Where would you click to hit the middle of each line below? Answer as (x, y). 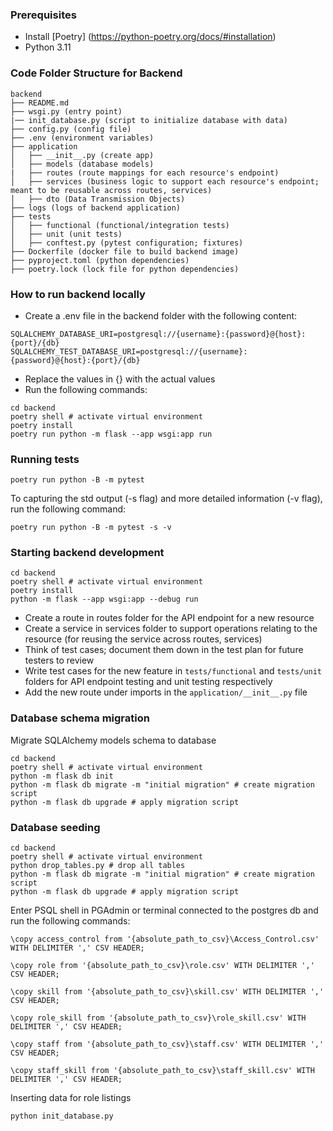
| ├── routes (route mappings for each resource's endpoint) (145, 173)
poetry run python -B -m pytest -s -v (91, 528)
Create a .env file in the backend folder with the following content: (161, 315)
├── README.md (40, 103)
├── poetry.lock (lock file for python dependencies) (125, 269)
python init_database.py (62, 1116)
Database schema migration (80, 718)
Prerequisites (43, 15)
